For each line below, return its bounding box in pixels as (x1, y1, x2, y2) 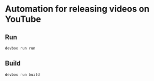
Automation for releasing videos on (5, 3, 150, 15)
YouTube (5, 14, 41, 25)
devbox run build (5, 72, 40, 77)
